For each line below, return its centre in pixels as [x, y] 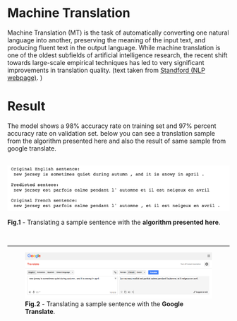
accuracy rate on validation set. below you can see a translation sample [111, 133]
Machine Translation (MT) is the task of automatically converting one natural [118, 33]
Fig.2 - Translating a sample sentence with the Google [104, 304]
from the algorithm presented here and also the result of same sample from [117, 141]
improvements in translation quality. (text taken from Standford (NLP [107, 70]
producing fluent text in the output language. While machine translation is [114, 47]
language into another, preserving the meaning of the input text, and [107, 40]
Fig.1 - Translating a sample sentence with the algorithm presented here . [114, 222]
